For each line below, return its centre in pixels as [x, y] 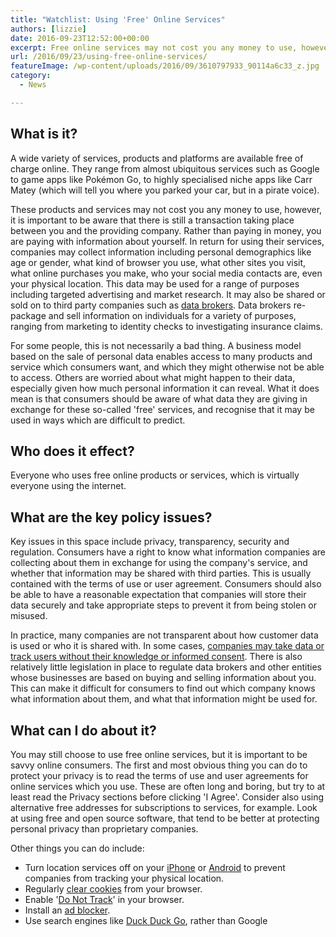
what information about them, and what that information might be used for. [164, 699]
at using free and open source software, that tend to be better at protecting [165, 818]
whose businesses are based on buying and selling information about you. [163, 678]
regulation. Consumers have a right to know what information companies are [168, 552]
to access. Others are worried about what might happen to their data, [153, 377]
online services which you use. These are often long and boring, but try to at [168, 786]
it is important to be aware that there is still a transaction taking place [152, 220]
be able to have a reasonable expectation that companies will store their [158, 595]
